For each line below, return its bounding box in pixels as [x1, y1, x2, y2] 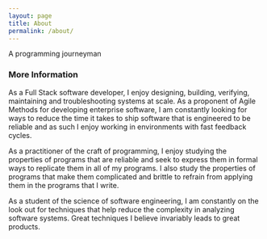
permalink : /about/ [8, 27, 74, 35]
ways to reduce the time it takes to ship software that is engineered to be [8, 113, 252, 123]
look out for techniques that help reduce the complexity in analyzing [8, 204, 235, 214]
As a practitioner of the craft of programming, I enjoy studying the [8, 146, 227, 156]
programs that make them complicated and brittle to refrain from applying [8, 171, 253, 182]
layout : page [8, 11, 52, 20]
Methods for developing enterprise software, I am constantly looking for [8, 104, 248, 114]
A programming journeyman [8, 49, 102, 59]
